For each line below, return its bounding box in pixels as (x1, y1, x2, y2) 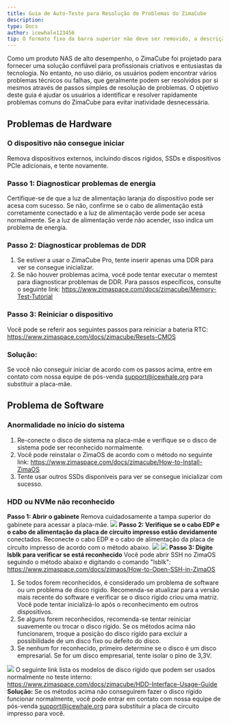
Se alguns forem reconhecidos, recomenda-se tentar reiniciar (16, 615, 192, 623)
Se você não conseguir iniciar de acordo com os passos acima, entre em (7, 365, 213, 373)
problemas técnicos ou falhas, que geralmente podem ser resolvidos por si (7, 76, 218, 84)
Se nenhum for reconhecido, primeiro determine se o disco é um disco (16, 644, 217, 652)
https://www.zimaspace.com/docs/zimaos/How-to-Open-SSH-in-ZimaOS (7, 565, 216, 573)
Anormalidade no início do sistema (7, 420, 125, 430)
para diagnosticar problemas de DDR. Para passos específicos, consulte (16, 278, 221, 286)
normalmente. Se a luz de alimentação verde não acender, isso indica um (7, 216, 214, 224)
